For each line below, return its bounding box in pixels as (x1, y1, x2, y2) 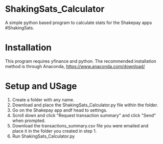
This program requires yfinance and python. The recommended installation (5, 58, 157, 64)
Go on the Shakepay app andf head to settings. (12, 107, 108, 113)
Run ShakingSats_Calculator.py (12, 133, 75, 139)
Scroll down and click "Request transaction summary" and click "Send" (12, 112, 156, 118)
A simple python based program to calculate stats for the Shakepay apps (5, 20, 152, 25)
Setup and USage (5, 81, 77, 92)
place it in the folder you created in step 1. (12, 128, 97, 134)
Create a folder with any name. (12, 96, 75, 102)
